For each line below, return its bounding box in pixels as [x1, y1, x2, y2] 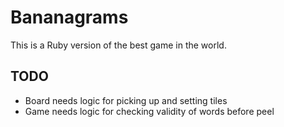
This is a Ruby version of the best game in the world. [10, 39, 227, 51]
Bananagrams [10, 6, 129, 29]
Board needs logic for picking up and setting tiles [24, 94, 228, 106]
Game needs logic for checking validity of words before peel [24, 105, 275, 117]
